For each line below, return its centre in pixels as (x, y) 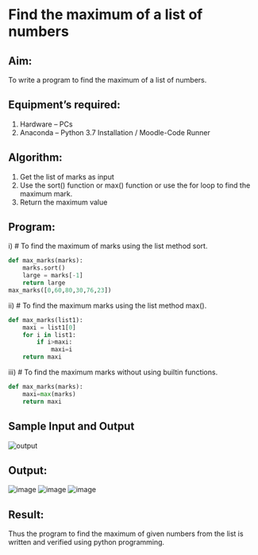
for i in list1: (50, 335)
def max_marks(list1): (46, 320)
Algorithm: (35, 158)
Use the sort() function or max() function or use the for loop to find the (135, 185)
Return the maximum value (64, 202)
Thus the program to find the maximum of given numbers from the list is (126, 534)
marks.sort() (44, 268)
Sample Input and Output (71, 427)
